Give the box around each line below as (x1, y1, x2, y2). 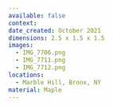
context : (8, 19, 37, 27)
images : (8, 41, 34, 49)
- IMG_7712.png (15, 64, 66, 72)
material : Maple (8, 85, 62, 94)
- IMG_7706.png (15, 49, 66, 57)
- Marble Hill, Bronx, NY (15, 78, 102, 86)
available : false (8, 11, 66, 20)
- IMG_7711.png (15, 57, 66, 65)
